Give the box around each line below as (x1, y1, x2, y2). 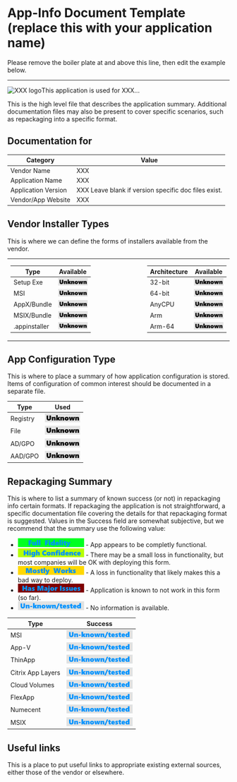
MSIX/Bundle (13, 311, 51, 320)
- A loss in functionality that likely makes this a (85, 568, 221, 577)
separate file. (7, 387, 46, 396)
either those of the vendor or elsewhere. (7, 768, 125, 776)
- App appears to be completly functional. (85, 541, 207, 549)
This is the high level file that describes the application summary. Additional (7, 100, 227, 108)
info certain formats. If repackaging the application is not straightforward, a (7, 502, 226, 510)
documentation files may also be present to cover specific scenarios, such (7, 107, 224, 116)
